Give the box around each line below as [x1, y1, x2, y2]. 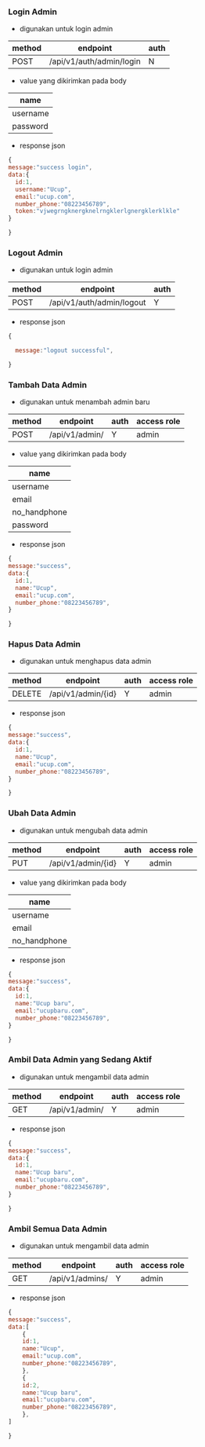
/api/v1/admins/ [49, 1273, 108, 1284]
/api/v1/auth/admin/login [49, 56, 141, 67]
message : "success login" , [8, 163, 92, 171]
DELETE [12, 688, 41, 699]
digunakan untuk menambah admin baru [19, 397, 150, 407]
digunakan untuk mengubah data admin [19, 826, 149, 835]
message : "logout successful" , [15, 346, 113, 355]
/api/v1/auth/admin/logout [49, 297, 146, 308]
